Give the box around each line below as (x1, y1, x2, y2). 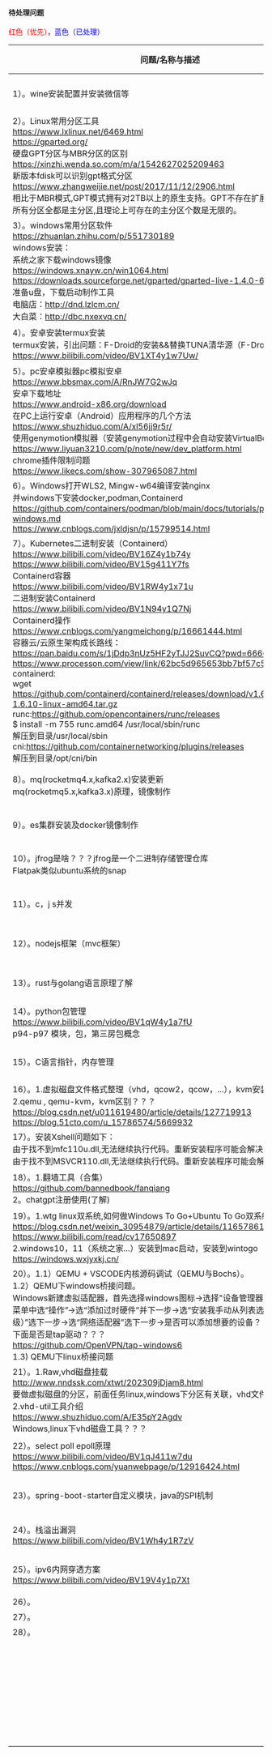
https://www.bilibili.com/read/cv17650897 (12, 1232, 176, 1243)
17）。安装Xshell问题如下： (12, 1131, 116, 1142)
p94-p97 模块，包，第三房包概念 (12, 1028, 140, 1040)
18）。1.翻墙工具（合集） (12, 1172, 108, 1183)
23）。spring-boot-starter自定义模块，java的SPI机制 (12, 1490, 214, 1501)
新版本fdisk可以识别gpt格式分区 (12, 170, 134, 181)
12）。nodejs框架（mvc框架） (12, 938, 125, 950)
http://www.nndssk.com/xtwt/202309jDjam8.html (12, 1377, 204, 1389)
